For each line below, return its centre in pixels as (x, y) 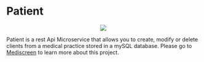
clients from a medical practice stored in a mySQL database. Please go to (99, 46)
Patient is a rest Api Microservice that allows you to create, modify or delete (102, 39)
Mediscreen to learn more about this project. (63, 52)
